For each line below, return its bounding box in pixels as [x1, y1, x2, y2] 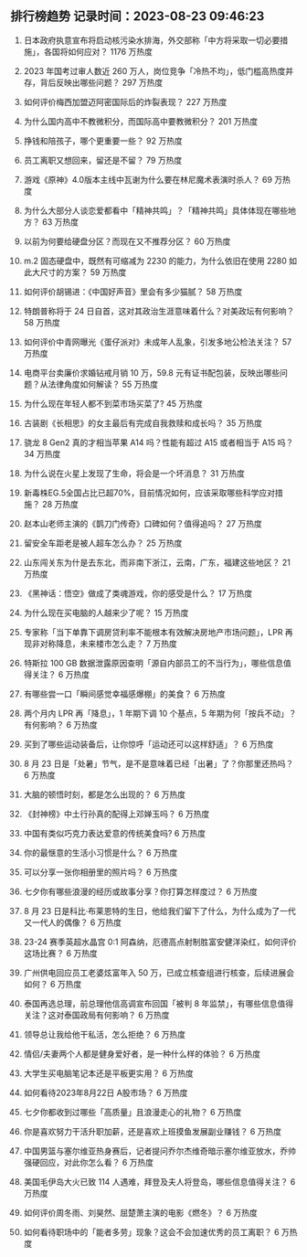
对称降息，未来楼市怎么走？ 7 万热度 [39, 638, 177, 649]
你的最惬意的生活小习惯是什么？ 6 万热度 [23, 847, 178, 858]
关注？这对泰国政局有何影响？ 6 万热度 [23, 1009, 170, 1020]
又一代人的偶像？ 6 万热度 [23, 917, 122, 928]
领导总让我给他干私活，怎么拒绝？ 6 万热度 [23, 1028, 186, 1039]
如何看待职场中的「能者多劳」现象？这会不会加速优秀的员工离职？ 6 [23, 1226, 280, 1237]
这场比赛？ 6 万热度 [23, 947, 99, 958]
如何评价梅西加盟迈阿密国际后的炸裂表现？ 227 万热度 [23, 96, 228, 107]
